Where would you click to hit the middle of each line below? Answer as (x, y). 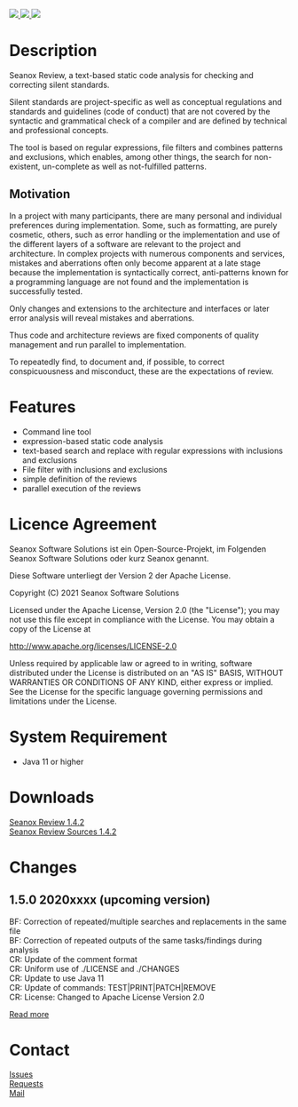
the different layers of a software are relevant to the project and (125, 243)
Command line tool (56, 432)
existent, (25, 166)
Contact (39, 1050)
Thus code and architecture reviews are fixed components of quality (134, 335)
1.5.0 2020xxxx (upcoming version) (110, 900)
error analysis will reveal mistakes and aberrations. (102, 318)
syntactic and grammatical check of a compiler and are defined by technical (148, 121)
